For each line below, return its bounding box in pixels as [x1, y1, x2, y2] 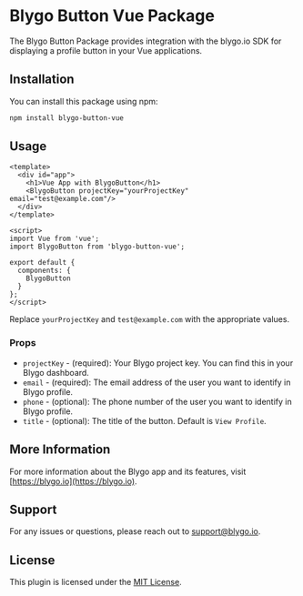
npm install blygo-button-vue [9, 113, 125, 123]
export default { [9, 258, 76, 268]
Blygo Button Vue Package [9, 5, 216, 26]
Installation [9, 72, 75, 87]
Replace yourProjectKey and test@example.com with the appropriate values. [9, 314, 289, 325]
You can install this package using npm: [9, 96, 158, 106]
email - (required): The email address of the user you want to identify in [22, 377, 291, 388]
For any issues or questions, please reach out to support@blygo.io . [9, 526, 261, 537]
